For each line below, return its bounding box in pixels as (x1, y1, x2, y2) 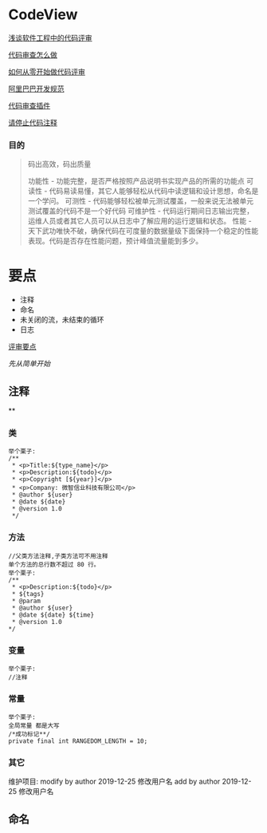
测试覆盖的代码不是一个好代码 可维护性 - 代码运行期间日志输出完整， (27, 206, 254, 216)
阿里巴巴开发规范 (8, 84, 65, 93)
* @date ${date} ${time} (11, 610, 94, 619)
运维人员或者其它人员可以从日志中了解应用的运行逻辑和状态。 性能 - (27, 216, 253, 226)
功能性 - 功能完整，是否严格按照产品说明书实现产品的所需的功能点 (27, 176, 245, 186)
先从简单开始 (8, 359, 50, 369)
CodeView (8, 6, 78, 24)
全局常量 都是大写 (8, 722, 60, 730)
